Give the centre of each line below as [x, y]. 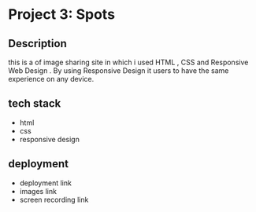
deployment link [46, 183]
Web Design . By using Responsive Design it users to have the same [119, 71]
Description [37, 44]
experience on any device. [51, 79]
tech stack [35, 104]
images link [38, 191]
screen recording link [54, 199]
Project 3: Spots [62, 15]
